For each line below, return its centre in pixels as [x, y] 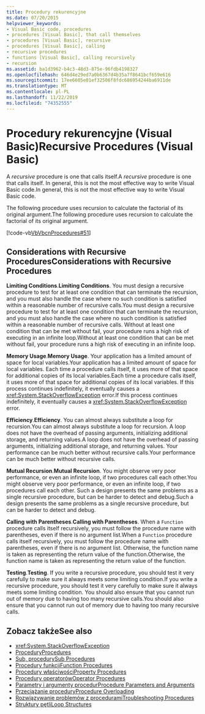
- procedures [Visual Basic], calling [56, 47]
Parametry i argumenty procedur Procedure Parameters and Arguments [105, 685]
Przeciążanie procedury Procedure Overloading [75, 691]
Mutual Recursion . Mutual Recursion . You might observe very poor [91, 471]
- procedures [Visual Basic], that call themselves [73, 35]
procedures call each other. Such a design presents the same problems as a [102, 490]
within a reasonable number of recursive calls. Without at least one [91, 325]
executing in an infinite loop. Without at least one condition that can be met [100, 338]
